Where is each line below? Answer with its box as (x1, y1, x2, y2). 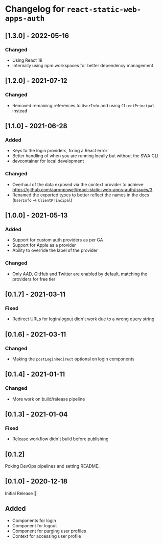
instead (12, 108, 28, 114)
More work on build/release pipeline (12, 396, 85, 402)
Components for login (12, 518, 56, 523)
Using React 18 (12, 57, 43, 63)
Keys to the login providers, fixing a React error (12, 148, 108, 154)
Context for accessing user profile (12, 533, 81, 539)
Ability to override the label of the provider (12, 247, 98, 253)
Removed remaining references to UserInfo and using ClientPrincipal (12, 102, 155, 108)
